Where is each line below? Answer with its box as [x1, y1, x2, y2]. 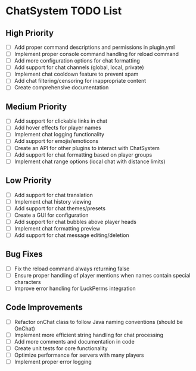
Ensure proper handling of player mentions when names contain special [14, 272, 191, 279]
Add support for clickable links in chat [14, 117, 108, 124]
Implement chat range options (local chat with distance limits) [14, 158, 166, 165]
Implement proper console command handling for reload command [14, 51, 179, 58]
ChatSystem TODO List [5, 4, 122, 18]
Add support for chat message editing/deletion [14, 231, 129, 239]
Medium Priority [5, 101, 67, 111]
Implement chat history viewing [14, 198, 92, 205]
